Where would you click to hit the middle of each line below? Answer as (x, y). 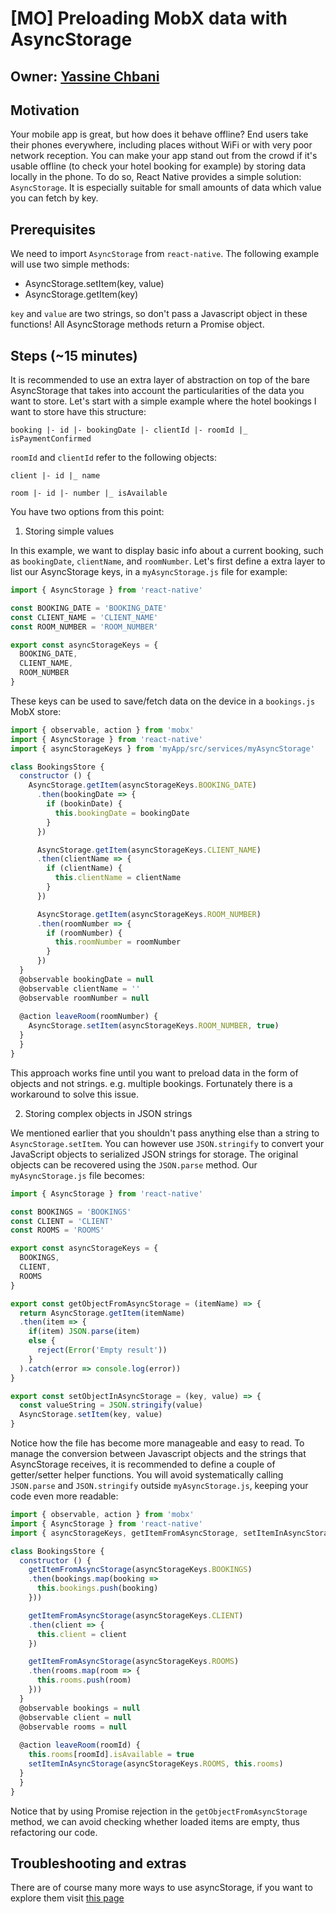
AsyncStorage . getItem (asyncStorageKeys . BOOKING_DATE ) (142, 785)
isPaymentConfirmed (51, 439)
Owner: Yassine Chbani (85, 76)
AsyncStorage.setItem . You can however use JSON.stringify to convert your (167, 1143)
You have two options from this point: (87, 512)
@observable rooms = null (73, 1727)
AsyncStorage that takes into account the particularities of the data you (157, 391)
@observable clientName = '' (80, 988)
